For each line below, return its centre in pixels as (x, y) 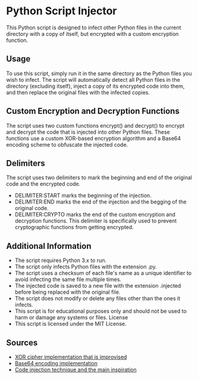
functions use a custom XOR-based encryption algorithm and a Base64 (94, 138)
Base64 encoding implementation (56, 363)
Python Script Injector (62, 11)
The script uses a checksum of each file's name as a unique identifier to (103, 273)
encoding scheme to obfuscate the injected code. (67, 144)
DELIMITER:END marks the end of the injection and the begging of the (100, 202)
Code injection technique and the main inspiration (76, 369)
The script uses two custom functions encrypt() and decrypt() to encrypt (95, 125)
